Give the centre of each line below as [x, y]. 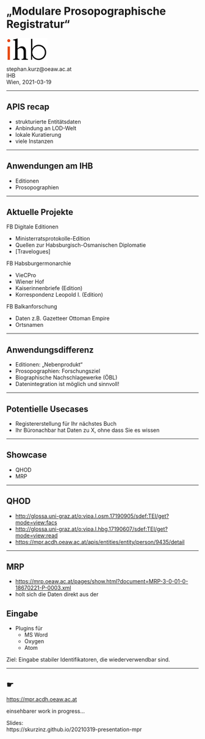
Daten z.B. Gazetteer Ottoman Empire [62, 318]
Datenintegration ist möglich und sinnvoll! [67, 384]
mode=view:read [36, 535]
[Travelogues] [33, 252]
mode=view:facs [36, 522]
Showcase [27, 455]
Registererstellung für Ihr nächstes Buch [66, 424]
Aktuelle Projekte [40, 212]
